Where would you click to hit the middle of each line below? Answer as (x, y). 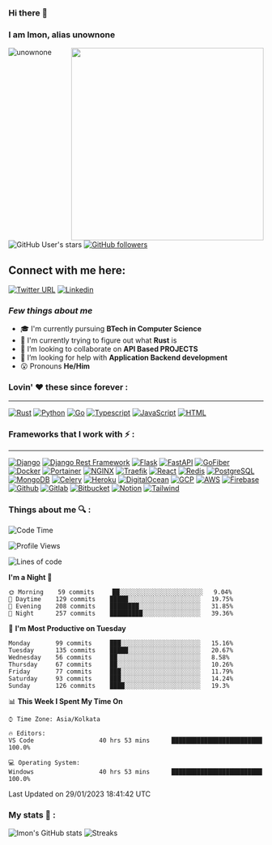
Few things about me (51, 310)
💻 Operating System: (45, 763)
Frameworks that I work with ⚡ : (72, 434)
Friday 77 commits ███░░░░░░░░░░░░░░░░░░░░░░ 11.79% (121, 672)
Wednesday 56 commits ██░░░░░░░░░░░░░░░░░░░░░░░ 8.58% (119, 658)
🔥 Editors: (27, 734)
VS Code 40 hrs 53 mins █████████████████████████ (136, 740)
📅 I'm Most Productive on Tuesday (68, 629)
